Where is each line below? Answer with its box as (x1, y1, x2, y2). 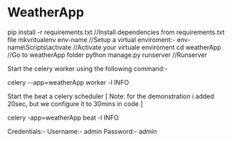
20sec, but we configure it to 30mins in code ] (7, 99, 143, 108)
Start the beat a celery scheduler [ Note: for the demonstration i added (7, 92, 215, 100)
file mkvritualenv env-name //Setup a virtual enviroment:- (7, 35, 176, 43)
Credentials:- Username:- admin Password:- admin (7, 127, 157, 135)
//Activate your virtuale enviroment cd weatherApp (73, 43, 222, 51)
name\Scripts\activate (7, 43, 72, 51)
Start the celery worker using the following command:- (7, 64, 168, 73)
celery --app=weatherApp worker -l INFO (7, 78, 130, 86)
